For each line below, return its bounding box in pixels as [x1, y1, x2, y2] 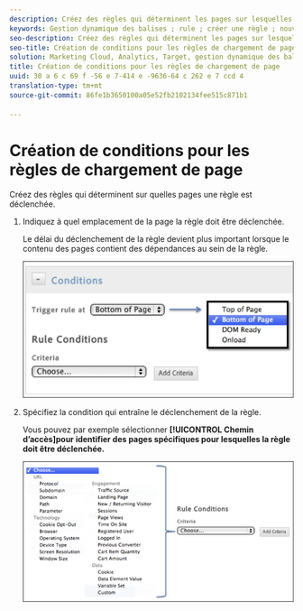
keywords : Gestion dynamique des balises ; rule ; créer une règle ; [9, 23, 277, 33]
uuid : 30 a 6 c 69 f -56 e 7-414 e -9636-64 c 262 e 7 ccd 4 [9, 72, 244, 81]
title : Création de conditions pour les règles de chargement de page [9, 62, 280, 71]
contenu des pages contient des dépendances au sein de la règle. [22, 244, 269, 255]
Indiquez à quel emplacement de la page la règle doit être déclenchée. [22, 217, 285, 227]
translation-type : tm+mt [9, 81, 103, 90]
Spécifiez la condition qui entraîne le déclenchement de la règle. [22, 406, 262, 417]
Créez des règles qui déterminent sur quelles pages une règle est [9, 190, 252, 200]
